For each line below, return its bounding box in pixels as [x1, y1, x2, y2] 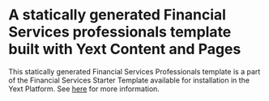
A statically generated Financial [8, 6, 227, 24]
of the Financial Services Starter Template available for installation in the [8, 75, 250, 85]
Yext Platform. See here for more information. [8, 83, 160, 94]
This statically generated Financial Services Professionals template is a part [8, 66, 261, 76]
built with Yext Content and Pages [8, 40, 241, 58]
